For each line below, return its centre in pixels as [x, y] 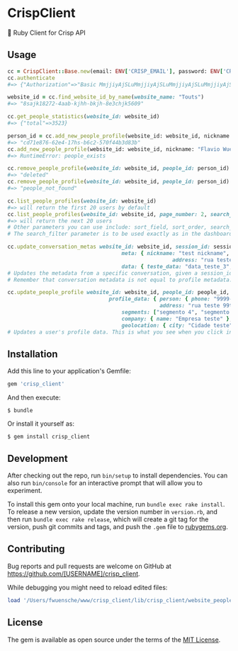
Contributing [36, 549]
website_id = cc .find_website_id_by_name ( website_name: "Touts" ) [106, 97]
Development [38, 458]
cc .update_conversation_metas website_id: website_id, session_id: [109, 247]
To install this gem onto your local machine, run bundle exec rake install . [116, 504]
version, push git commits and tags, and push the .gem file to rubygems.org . [118, 527]
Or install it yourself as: [41, 424]
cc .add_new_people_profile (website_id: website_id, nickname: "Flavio [114, 149]
